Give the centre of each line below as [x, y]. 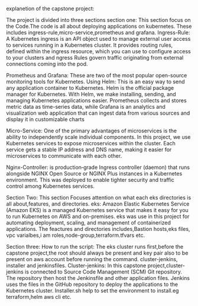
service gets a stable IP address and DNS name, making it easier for [89, 149]
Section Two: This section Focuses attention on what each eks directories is [99, 198]
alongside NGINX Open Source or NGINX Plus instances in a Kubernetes [94, 173]
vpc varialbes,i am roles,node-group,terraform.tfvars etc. [76, 235]
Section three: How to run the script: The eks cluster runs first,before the [95, 247]
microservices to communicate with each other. [64, 156]
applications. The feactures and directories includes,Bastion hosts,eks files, [98, 229]
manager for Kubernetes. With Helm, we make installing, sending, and [91, 94]
